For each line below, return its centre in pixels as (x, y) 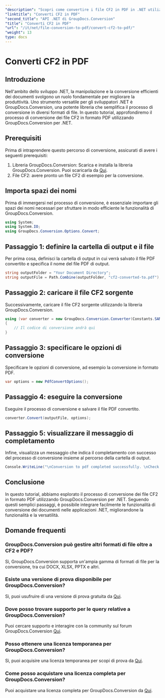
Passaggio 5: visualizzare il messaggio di (69, 433)
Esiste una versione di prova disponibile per (58, 579)
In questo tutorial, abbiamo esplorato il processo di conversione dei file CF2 (82, 494)
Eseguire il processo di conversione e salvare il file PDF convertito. (72, 409)
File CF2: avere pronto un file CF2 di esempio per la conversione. (78, 175)
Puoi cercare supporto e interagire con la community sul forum (69, 626)
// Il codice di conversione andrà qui (55, 328)
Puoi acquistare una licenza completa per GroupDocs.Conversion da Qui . (79, 690)
